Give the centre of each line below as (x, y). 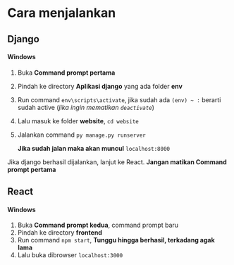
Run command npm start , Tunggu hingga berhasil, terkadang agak (116, 240)
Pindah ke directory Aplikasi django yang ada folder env (100, 86)
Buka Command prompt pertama (66, 73)
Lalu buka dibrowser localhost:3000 (70, 255)
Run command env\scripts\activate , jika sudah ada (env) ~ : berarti (119, 99)
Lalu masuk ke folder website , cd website (78, 121)
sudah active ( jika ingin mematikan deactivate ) (86, 107)
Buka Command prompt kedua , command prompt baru (98, 225)
